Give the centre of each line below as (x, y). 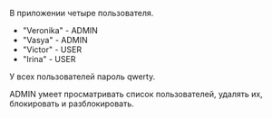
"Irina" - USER (49, 59)
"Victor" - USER (52, 50)
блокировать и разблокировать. (72, 104)
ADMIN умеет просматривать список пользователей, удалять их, (136, 94)
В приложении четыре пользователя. (82, 13)
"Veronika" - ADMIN (60, 30)
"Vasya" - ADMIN (55, 40)
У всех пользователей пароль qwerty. (83, 77)
